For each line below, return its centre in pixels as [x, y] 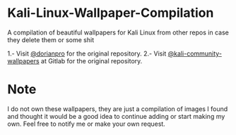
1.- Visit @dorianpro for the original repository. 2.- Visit [87, 53]
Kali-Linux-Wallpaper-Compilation [111, 13]
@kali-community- [195, 53]
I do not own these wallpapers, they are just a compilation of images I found [118, 109]
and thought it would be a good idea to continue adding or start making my [116, 116]
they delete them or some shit [51, 39]
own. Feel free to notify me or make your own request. [87, 124]
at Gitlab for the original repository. [92, 60]
